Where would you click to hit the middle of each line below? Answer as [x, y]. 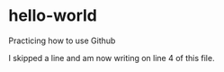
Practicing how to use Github [62, 40]
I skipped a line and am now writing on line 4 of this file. [112, 58]
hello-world [53, 16]
